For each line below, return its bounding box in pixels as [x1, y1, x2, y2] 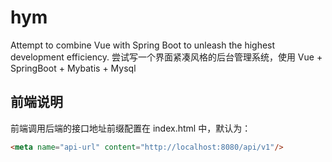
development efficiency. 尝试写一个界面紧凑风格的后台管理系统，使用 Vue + [10, 51, 323, 63]
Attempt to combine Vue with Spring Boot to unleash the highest [10, 39, 276, 51]
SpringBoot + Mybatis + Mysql [10, 62, 137, 74]
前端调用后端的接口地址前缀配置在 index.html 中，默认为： [10, 122, 252, 134]
